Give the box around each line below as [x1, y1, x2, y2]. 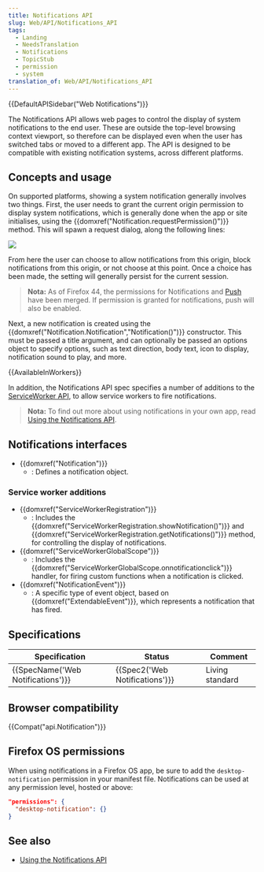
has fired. [31, 605, 63, 614]
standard [205, 674, 239, 685]
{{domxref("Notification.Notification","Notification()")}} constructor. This [8, 328, 242, 337]
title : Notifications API [8, 11, 93, 20]
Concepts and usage [8, 170, 112, 184]
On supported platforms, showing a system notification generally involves [8, 191, 247, 201]
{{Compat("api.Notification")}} [8, 722, 107, 732]
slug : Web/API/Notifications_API [8, 19, 118, 27]
